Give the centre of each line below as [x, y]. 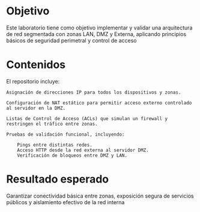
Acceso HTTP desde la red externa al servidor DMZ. [83, 150]
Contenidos [36, 65]
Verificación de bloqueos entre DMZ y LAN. [72, 155]
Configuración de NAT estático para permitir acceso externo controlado [99, 103]
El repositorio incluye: [33, 81]
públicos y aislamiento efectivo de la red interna [65, 202]
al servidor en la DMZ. [36, 108]
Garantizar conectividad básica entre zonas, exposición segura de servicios [100, 196]
